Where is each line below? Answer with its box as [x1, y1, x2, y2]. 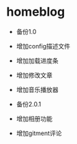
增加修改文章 [16, 71, 52, 79]
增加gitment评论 [16, 129, 62, 137]
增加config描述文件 [16, 42, 71, 50]
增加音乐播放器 [16, 85, 59, 93]
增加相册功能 [16, 114, 52, 123]
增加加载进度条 [16, 56, 59, 65]
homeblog [6, 4, 65, 20]
